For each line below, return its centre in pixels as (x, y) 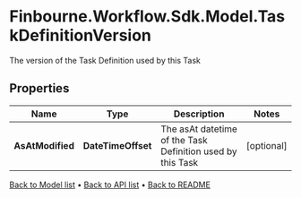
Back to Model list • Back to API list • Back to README (110, 185)
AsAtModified (44, 145)
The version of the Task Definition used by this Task (105, 60)
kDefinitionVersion (81, 35)
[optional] (267, 145)
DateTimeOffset (117, 145)
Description (199, 114)
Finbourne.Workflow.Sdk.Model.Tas (147, 17)
